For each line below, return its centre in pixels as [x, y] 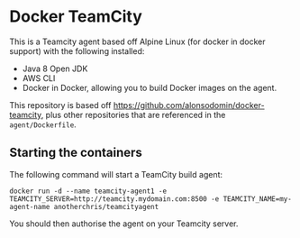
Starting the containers [76, 153]
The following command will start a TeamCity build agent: [116, 174]
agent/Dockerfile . [43, 124]
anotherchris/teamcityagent [106, 206]
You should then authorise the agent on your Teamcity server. [124, 224]
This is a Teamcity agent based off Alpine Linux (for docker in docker [137, 41]
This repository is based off [60, 105]
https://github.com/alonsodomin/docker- [189, 105]
